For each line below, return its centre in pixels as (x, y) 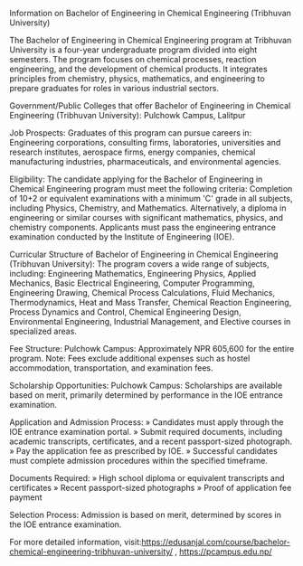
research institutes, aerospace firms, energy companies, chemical (133, 152)
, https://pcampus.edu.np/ (224, 552)
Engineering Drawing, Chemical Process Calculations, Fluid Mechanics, (142, 292)
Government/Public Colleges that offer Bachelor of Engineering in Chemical (150, 106)
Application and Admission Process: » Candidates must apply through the (147, 422)
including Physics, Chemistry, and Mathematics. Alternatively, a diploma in (148, 208)
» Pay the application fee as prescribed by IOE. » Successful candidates (143, 451)
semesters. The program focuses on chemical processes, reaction (133, 59)
